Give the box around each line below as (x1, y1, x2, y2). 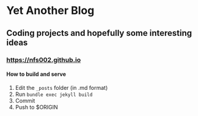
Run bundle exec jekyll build (15, 90, 93, 98)
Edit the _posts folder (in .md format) (15, 84, 108, 91)
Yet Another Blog (6, 4, 95, 18)
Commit (15, 97, 35, 104)
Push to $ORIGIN (15, 103, 58, 111)
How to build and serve (6, 70, 66, 78)
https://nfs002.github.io (6, 55, 81, 64)
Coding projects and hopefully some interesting (6, 28, 193, 38)
